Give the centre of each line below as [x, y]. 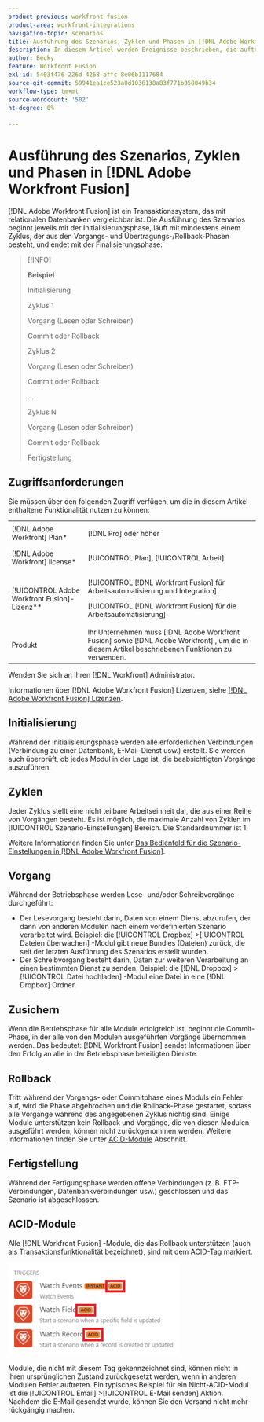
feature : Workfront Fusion [52, 67]
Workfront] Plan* [39, 538]
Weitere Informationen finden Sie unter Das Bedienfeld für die [108, 843]
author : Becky [31, 58]
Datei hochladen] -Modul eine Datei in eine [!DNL [146, 977]
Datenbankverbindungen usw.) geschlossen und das [143, 1191]
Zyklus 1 [40, 306]
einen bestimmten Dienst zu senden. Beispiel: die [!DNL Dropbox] [125, 968]
